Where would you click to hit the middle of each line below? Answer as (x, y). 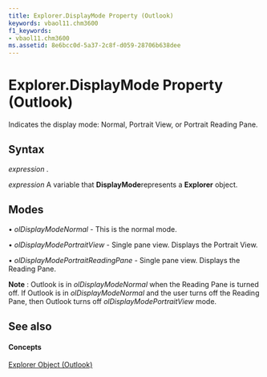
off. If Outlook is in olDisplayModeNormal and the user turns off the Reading (134, 293)
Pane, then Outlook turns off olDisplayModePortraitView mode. (113, 301)
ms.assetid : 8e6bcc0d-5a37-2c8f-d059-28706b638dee (95, 46)
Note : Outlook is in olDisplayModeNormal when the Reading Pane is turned (133, 284)
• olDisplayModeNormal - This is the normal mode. (93, 229)
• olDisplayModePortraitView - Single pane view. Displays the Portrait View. (133, 245)
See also (30, 327)
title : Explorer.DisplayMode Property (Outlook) (91, 16)
